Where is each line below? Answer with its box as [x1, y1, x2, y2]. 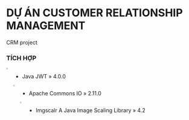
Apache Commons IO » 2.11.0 [29, 90, 101, 97]
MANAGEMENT [6, 19, 86, 33]
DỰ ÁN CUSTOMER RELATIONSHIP [6, 6, 183, 20]
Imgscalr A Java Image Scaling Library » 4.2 [36, 107, 146, 114]
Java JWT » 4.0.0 [22, 73, 66, 80]
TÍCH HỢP [6, 54, 37, 62]
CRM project [6, 39, 37, 46]
